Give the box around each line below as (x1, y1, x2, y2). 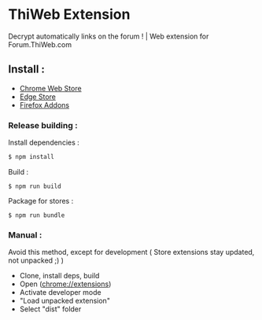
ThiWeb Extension (8, 6, 131, 24)
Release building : (8, 120, 78, 131)
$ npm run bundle (8, 211, 65, 219)
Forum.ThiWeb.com (8, 39, 72, 49)
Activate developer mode (19, 288, 101, 297)
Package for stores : (8, 196, 74, 205)
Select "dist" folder (19, 304, 82, 314)
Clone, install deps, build (19, 271, 100, 281)
